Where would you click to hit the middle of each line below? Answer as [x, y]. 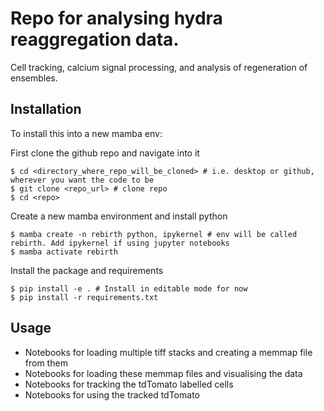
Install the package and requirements [87, 270]
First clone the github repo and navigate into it [105, 153]
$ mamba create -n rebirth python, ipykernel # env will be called [154, 234]
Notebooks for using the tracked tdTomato [112, 394]
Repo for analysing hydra [116, 18]
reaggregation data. [95, 39]
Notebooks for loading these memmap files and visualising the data [163, 373]
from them [46, 363]
